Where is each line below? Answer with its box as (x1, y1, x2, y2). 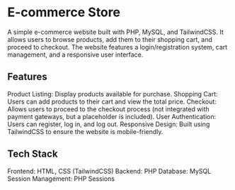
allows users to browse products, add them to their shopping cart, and (7, 35, 212, 43)
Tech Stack (7, 148, 58, 160)
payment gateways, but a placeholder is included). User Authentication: (7, 112, 217, 121)
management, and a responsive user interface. (7, 50, 144, 59)
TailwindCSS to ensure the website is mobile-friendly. (7, 127, 164, 135)
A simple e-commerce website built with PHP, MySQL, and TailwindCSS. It (7, 28, 224, 36)
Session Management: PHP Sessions (7, 174, 115, 183)
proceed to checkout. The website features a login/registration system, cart (7, 43, 228, 51)
